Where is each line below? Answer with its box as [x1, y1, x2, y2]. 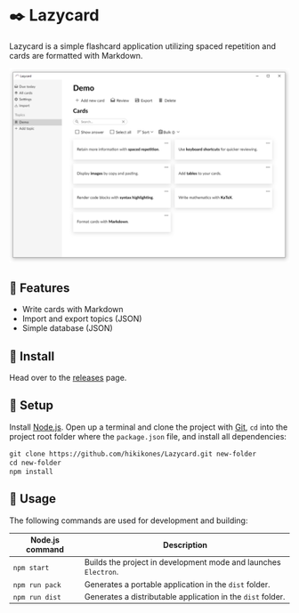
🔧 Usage [9, 491, 56, 506]
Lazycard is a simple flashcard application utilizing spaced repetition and [9, 40, 277, 52]
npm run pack [12, 580, 61, 590]
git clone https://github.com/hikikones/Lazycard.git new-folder [9, 449, 256, 458]
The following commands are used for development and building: [9, 515, 248, 526]
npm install [9, 467, 53, 476]
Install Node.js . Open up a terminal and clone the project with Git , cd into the [9, 422, 288, 432]
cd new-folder [9, 458, 62, 467]
